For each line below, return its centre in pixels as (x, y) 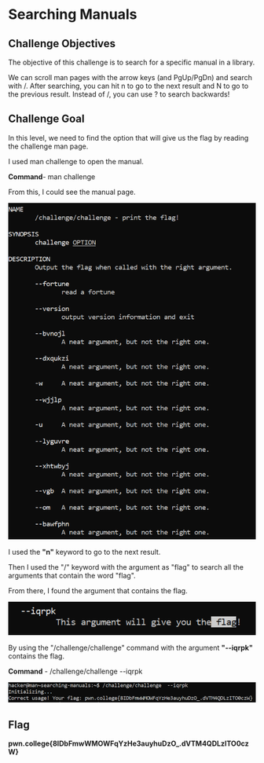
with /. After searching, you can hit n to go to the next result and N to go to (128, 86)
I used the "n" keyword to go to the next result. (84, 552)
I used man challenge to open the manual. (76, 161)
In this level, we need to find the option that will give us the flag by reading (128, 138)
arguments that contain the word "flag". (72, 576)
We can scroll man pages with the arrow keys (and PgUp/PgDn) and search (130, 77)
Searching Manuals (73, 15)
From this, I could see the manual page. (72, 192)
